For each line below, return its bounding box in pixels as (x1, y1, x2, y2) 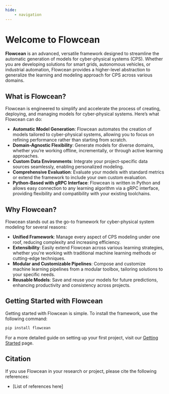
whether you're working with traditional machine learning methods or (12, 250, 156, 256)
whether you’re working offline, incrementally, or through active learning (12, 148, 163, 154)
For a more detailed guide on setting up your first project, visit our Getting (5, 334, 158, 340)
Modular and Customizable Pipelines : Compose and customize (12, 261, 146, 267)
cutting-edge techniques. (12, 255, 66, 261)
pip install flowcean (5, 325, 51, 330)
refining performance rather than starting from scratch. (12, 137, 127, 143)
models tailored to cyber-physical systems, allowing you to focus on (12, 132, 154, 138)
